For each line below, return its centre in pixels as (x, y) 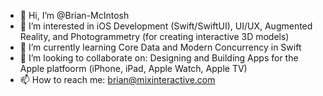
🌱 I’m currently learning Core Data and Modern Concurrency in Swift (160, 47)
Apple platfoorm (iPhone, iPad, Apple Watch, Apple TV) (133, 68)
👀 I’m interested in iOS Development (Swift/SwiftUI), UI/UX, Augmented (166, 26)
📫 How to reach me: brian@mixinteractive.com (117, 79)
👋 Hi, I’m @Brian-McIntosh (74, 15)
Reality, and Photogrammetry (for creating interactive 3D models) (154, 36)
